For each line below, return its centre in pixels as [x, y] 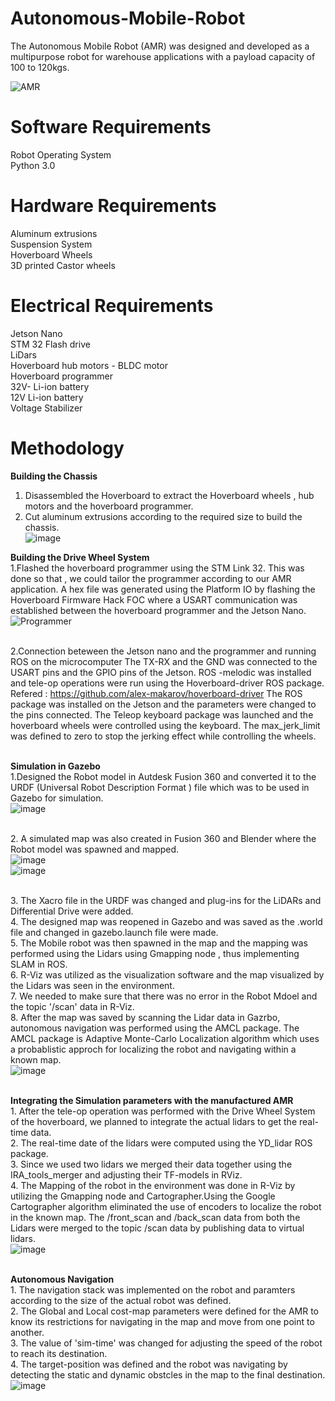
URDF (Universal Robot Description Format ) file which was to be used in [160, 787]
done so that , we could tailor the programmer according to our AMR [151, 578]
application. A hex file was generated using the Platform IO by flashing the [163, 589]
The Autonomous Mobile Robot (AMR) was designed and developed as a [160, 46]
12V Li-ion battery [47, 397]
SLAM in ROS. [39, 964]
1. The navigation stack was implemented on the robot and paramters [153, 1289]
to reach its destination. [59, 1353]
